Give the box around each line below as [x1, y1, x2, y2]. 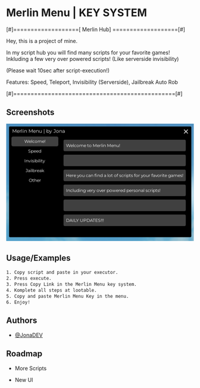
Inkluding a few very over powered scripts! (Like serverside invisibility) [6, 55, 179, 62]
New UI [14, 376, 33, 383]
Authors [6, 316, 37, 326]
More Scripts [14, 365, 47, 372]
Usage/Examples [6, 253, 71, 263]
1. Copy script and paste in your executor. [6, 270, 118, 276]
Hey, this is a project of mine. [6, 37, 78, 44]
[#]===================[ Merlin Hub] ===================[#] [6, 26, 186, 33]
